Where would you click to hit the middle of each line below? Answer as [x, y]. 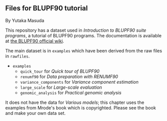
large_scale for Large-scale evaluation [61, 87]
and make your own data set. [35, 113]
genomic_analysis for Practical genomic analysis [71, 92]
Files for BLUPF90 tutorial [47, 8]
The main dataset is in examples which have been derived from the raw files [84, 50]
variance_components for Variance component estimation [79, 82]
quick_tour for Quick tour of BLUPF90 [60, 71]
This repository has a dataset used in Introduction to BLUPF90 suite [76, 30]
